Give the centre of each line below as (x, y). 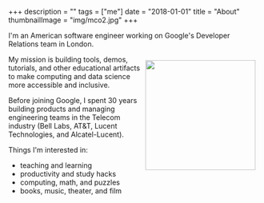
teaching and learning (56, 165)
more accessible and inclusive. (59, 85)
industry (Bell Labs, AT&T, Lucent (63, 126)
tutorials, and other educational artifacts (74, 68)
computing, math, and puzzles (70, 182)
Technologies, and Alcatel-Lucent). (66, 134)
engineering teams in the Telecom (64, 117)
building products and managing (62, 109)
